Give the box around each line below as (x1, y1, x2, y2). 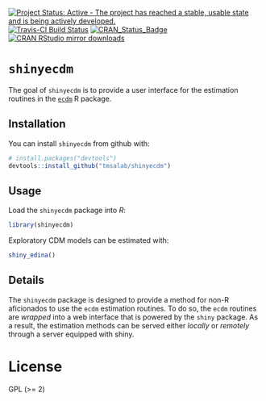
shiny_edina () (8, 251, 56, 260)
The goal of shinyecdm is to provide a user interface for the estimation (8, 85, 239, 94)
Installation (8, 117, 66, 131)
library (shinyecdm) (8, 221, 74, 229)
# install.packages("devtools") (8, 154, 117, 162)
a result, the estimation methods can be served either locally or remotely (8, 320, 250, 330)
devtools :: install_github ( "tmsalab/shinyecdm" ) (8, 161, 172, 169)
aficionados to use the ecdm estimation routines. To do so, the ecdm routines (8, 303, 257, 313)
